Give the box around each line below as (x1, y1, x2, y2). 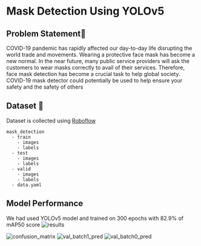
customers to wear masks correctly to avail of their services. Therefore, (6, 64, 185, 71)
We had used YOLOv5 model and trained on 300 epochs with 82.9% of (6, 214, 183, 222)
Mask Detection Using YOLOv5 (6, 4, 165, 18)
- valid (12, 166, 31, 172)
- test (12, 150, 28, 156)
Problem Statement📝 (6, 29, 87, 39)
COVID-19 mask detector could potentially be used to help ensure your (6, 77, 183, 84)
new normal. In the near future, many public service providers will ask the (6, 58, 189, 64)
